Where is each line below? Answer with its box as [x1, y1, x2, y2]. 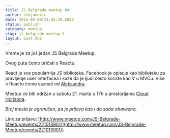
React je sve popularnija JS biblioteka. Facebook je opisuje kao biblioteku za [5, 70, 165, 76]
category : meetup [5, 27, 42, 32]
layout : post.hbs [5, 36, 42, 41]
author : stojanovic [5, 12, 47, 17]
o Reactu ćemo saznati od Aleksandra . [5, 80, 86, 87]
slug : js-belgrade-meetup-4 [5, 31, 65, 36]
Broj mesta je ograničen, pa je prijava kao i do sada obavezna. [5, 106, 137, 112]
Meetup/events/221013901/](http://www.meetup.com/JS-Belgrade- [5, 121, 147, 127]
